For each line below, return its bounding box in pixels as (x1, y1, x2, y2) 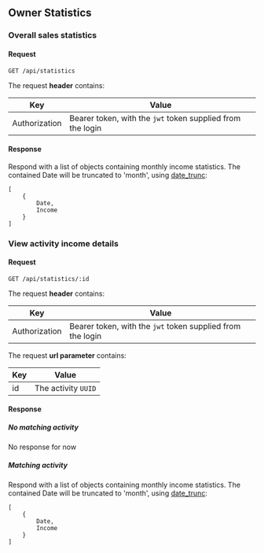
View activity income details (8, 238, 119, 249)
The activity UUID (34, 382, 97, 393)
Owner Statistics (8, 6, 92, 20)
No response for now (8, 442, 77, 452)
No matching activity (8, 422, 79, 432)
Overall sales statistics (8, 30, 97, 41)
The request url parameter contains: (8, 350, 127, 360)
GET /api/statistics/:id (8, 275, 90, 282)
